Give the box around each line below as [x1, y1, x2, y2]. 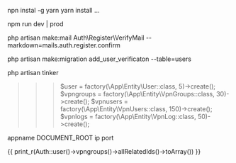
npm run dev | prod [7, 20, 64, 28]
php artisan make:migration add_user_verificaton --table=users [7, 55, 191, 63]
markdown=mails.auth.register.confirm [7, 41, 120, 49]
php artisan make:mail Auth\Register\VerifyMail [7, 33, 145, 42]
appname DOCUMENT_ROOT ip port [7, 134, 114, 142]
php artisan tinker [7, 69, 59, 77]
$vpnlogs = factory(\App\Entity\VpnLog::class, [60, 113, 196, 120]
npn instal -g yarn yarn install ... [7, 6, 101, 14]
